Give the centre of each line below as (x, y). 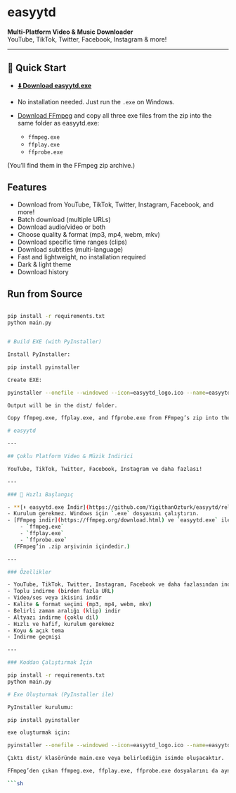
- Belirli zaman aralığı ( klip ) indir (64, 610)
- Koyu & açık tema (36, 631)
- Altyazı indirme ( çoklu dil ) (53, 617)
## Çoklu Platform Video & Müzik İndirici (70, 456)
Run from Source (45, 294)
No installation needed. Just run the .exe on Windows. (96, 102)
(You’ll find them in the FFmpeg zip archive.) (71, 165)
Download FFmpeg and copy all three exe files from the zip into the (114, 115)
